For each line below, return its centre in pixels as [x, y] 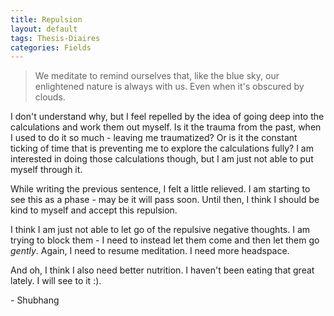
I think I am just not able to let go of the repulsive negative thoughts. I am [160, 230]
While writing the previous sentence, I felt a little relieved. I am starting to [160, 189]
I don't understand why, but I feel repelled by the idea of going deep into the [167, 117]
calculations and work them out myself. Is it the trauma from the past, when [166, 127]
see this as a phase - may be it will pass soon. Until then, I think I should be [165, 200]
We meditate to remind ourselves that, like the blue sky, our [157, 76]
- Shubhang [35, 300]
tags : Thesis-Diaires [55, 38]
